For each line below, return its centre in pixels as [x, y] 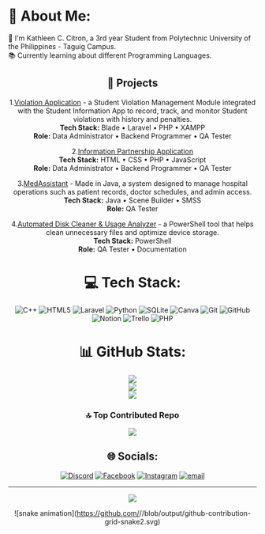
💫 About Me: [50, 16]
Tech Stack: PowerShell [132, 240]
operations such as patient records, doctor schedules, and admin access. [132, 191]
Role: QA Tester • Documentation [132, 249]
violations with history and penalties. [132, 119]
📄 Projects [132, 83]
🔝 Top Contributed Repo [132, 415]
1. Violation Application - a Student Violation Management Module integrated [132, 102]
